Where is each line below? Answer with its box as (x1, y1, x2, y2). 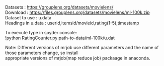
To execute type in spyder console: (5, 30, 77, 35)
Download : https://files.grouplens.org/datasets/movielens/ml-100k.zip (5, 9, 150, 15)
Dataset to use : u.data (5, 15, 52, 20)
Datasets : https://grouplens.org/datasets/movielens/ (5, 4, 113, 10)
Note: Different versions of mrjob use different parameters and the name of (5, 45, 159, 50)
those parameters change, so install (5, 50, 79, 56)
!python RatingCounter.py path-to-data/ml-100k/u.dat (5, 35, 115, 41)
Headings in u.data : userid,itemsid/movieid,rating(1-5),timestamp (5, 20, 139, 26)
